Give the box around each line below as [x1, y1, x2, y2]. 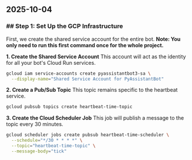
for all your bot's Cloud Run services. [6, 59, 96, 66]
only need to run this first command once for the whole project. [6, 41, 164, 48]
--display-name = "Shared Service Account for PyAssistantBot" [11, 76, 164, 82]
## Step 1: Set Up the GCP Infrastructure [6, 22, 123, 30]
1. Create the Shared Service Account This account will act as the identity [6, 53, 186, 60]
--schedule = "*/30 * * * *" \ [11, 137, 83, 144]
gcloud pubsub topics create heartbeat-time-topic [6, 104, 133, 110]
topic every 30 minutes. [6, 121, 63, 128]
